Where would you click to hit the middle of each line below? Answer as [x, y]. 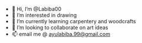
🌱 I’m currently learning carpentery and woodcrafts [74, 21]
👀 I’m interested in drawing [44, 15]
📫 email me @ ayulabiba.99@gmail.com [61, 34]
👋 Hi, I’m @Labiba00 [37, 9]
